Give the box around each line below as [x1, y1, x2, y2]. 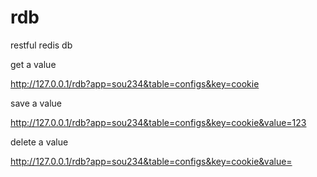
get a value [10, 58, 57, 70]
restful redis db [10, 39, 73, 51]
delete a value [10, 136, 69, 148]
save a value [10, 97, 63, 109]
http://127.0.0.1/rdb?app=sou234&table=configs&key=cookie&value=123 [10, 116, 307, 128]
